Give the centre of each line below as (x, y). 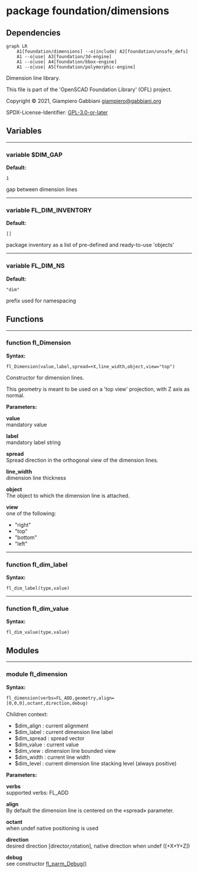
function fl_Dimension (39, 343)
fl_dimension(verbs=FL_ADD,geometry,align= (60, 698)
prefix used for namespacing (41, 301)
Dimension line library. (33, 78)
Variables (24, 131)
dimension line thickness (36, 478)
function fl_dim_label (37, 565)
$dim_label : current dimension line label (64, 732)
